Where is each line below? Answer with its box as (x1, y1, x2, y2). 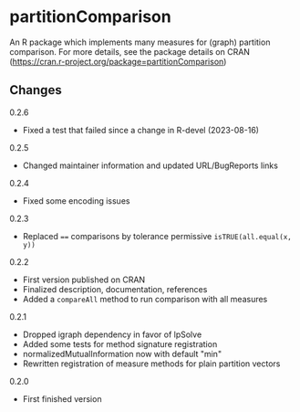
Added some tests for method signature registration (22, 338, 218, 349)
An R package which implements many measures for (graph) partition (9, 37, 271, 48)
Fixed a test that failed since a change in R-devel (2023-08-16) (22, 124, 260, 135)
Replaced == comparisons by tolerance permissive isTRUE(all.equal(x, (22, 230, 292, 241)
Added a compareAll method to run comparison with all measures (22, 293, 268, 304)
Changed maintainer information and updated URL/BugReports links (22, 160, 278, 171)
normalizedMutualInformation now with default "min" (22, 348, 222, 359)
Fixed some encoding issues (22, 195, 130, 206)
